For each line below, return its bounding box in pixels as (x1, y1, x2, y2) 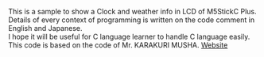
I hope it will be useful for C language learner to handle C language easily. (8, 32, 250, 41)
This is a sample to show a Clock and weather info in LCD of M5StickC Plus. (8, 7, 257, 16)
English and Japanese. (8, 24, 83, 32)
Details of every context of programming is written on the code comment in (8, 15, 255, 25)
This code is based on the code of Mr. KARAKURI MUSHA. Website (8, 40, 228, 50)
